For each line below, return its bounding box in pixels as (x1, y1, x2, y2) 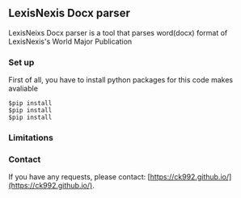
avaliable (8, 84, 39, 94)
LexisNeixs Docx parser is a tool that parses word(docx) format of (8, 27, 228, 37)
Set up (8, 57, 35, 68)
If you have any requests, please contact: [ (8, 172, 151, 182)
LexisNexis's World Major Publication (8, 36, 133, 46)
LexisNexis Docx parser (8, 6, 131, 20)
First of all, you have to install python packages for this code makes (8, 75, 233, 85)
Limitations (8, 133, 54, 144)
